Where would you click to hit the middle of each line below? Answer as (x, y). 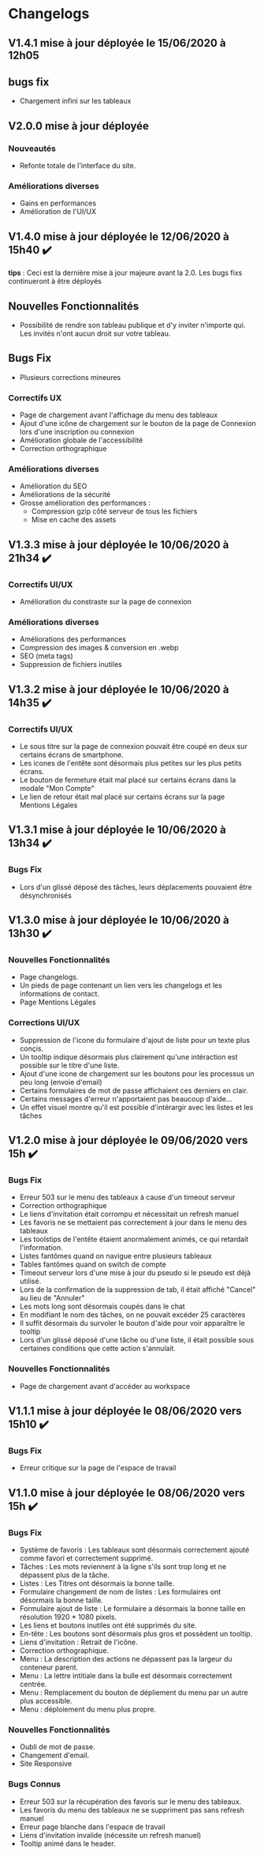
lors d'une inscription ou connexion (77, 432)
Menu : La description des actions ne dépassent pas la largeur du (126, 1659)
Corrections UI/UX (44, 1022)
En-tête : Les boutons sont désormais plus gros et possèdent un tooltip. (136, 1634)
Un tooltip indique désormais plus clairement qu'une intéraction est (128, 1056)
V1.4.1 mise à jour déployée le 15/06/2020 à (117, 43)
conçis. (32, 1048)
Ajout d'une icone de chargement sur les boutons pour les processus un (137, 1073)
